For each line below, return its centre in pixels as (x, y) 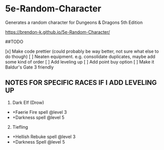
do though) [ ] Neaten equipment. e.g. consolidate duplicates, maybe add (80, 56)
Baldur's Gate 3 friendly (29, 67)
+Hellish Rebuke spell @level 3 (44, 137)
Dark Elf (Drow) (28, 102)
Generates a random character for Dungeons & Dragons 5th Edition (74, 22)
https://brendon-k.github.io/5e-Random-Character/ (58, 32)
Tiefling (20, 127)
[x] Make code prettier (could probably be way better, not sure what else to (82, 51)
